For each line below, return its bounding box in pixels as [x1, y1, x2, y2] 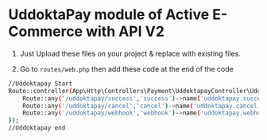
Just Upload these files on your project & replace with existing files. [19, 49, 241, 58]
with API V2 [86, 22, 165, 41]
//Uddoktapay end [8, 124, 66, 132]
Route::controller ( [8, 87, 73, 95]
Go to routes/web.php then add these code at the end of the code [19, 64, 234, 73]
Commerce [8, 22, 83, 41]
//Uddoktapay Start [8, 80, 73, 87]
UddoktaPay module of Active [8, 6, 210, 24]
